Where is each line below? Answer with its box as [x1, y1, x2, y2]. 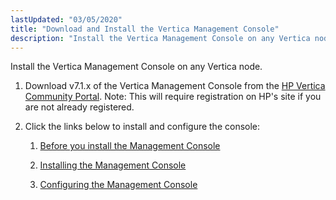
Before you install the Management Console [39, 140, 221, 152]
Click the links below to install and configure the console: [24, 121, 261, 133]
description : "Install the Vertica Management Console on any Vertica [10, 33, 311, 43]
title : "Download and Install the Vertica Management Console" [10, 24, 280, 34]
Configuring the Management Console [39, 179, 198, 191]
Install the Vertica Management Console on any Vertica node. [10, 61, 263, 73]
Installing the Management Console [39, 159, 187, 171]
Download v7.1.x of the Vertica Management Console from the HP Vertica [24, 80, 326, 92]
